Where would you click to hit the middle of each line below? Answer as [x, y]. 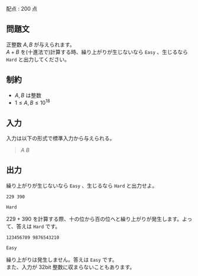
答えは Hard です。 [38, 226]
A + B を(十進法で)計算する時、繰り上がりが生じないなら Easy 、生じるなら [97, 52]
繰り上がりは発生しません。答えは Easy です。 [62, 259]
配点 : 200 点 [22, 9]
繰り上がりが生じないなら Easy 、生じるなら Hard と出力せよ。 [82, 185]
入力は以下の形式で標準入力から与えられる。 [61, 139]
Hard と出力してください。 [38, 59]
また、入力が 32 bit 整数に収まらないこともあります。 [71, 267]
